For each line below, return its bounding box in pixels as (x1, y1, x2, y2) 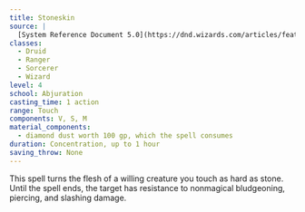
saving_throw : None (9, 148, 84, 157)
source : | (9, 22, 47, 31)
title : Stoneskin (9, 13, 75, 23)
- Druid (17, 47, 47, 56)
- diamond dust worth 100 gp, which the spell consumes (17, 131, 233, 140)
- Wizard (17, 72, 51, 82)
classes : (9, 38, 43, 48)
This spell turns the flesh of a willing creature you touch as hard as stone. (9, 173, 284, 184)
